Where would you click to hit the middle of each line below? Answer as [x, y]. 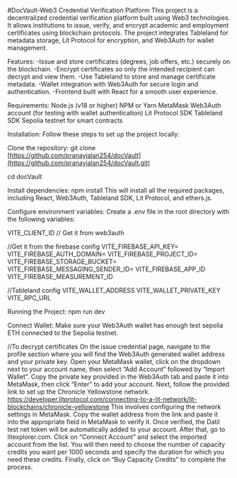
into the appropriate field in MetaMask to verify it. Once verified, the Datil [114, 422]
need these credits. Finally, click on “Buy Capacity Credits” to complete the [117, 459]
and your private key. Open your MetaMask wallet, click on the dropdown [114, 362]
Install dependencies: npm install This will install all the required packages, [116, 190]
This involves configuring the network [166, 407]
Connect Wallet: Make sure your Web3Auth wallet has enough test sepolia [115, 325]
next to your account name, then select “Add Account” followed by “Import [116, 369]
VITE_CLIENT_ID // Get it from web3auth [66, 233]
